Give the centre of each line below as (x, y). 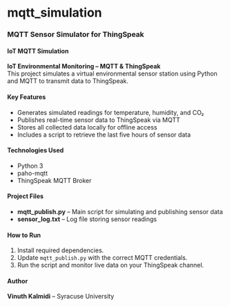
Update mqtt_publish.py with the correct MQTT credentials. (102, 258)
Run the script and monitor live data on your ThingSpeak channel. (111, 265)
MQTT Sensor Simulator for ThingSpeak (76, 35)
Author (18, 281)
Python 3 (30, 166)
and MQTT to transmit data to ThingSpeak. (68, 81)
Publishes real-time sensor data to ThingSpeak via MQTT (99, 120)
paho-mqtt (32, 173)
